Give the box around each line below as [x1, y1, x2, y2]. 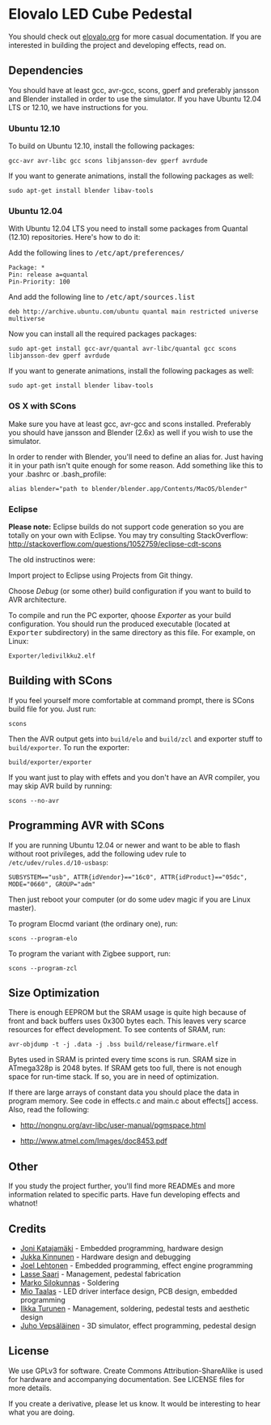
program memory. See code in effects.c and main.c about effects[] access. [8, 1096, 259, 1106]
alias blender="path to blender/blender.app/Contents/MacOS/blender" [8, 484, 248, 493]
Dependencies [8, 64, 83, 78]
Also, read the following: [8, 1105, 90, 1115]
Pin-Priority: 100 [8, 278, 70, 286]
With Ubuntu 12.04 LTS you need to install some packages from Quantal [8, 224, 248, 233]
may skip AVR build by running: [8, 781, 112, 791]
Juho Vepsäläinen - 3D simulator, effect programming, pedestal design [19, 1321, 256, 1330]
